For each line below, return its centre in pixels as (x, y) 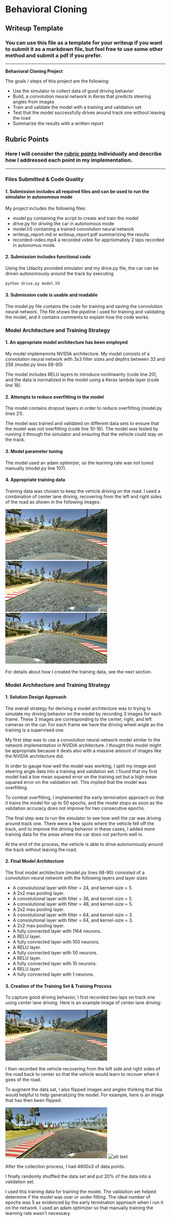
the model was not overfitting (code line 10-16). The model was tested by (82, 429)
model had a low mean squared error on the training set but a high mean (81, 777)
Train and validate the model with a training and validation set (77, 107)
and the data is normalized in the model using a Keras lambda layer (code (82, 380)
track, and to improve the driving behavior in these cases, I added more (80, 829)
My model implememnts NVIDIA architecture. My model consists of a (78, 354)
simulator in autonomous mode (39, 197)
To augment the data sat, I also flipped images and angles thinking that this (84, 1090)
